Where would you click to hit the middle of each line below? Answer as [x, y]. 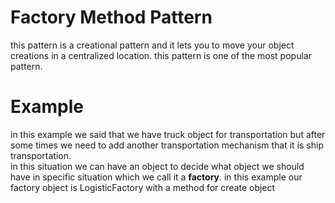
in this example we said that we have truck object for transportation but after [168, 134]
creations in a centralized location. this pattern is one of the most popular [161, 55]
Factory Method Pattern [111, 17]
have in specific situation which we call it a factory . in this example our [156, 177]
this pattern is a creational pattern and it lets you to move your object [152, 45]
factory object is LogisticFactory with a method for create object [143, 187]
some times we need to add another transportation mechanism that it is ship [167, 145]
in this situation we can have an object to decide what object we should [157, 166]
